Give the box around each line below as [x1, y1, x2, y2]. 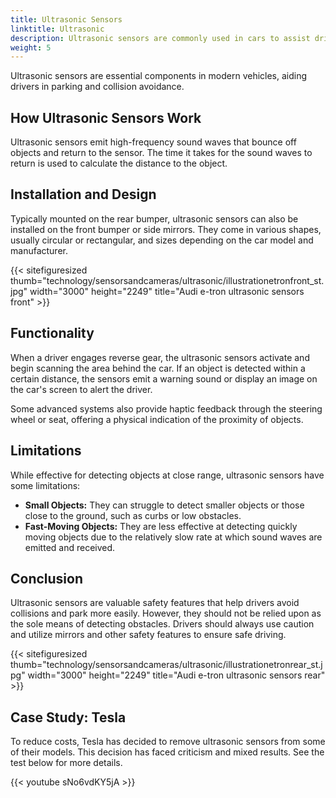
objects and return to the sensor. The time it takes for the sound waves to [10, 147, 313, 159]
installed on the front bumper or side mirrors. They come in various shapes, [10, 223, 322, 235]
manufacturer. [10, 244, 68, 256]
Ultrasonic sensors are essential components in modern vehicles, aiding [10, 70, 308, 82]
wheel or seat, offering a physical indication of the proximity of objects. [10, 413, 304, 425]
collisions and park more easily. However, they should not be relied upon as [10, 607, 322, 620]
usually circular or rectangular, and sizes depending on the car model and [10, 234, 314, 246]
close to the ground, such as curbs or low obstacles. [24, 509, 242, 521]
